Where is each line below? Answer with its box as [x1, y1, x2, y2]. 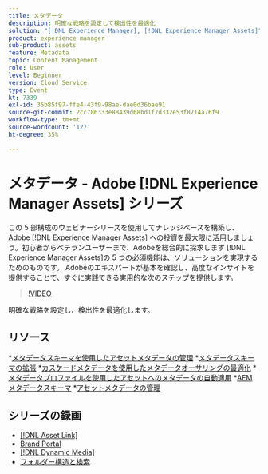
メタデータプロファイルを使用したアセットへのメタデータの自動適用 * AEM [8, 373, 253, 383]
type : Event [8, 86, 48, 94]
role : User [8, 64, 45, 72]
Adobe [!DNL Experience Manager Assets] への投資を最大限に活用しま [8, 233, 241, 242]
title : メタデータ [8, 11, 64, 20]
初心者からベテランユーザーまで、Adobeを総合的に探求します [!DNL [22, 242, 246, 252]
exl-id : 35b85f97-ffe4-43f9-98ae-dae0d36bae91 [8, 101, 166, 109]
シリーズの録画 [8, 408, 81, 422]
